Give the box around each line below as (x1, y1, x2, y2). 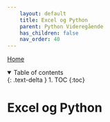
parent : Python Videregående (19, 23, 104, 30)
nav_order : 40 (19, 36, 60, 43)
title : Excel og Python (19, 17, 89, 24)
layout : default (19, 10, 67, 17)
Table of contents (13, 69, 64, 77)
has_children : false (19, 29, 79, 37)
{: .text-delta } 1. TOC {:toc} (7, 76, 85, 84)
